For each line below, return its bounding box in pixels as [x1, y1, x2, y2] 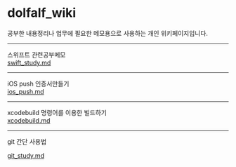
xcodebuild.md [7, 116, 51, 124]
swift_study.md [7, 58, 51, 67]
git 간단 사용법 [7, 137, 47, 145]
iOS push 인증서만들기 [7, 79, 70, 88]
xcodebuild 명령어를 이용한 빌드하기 [7, 108, 107, 116]
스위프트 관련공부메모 [7, 51, 66, 59]
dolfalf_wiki [7, 5, 77, 21]
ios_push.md [7, 87, 44, 95]
